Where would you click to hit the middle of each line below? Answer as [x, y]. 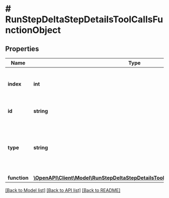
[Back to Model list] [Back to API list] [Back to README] [63, 190]
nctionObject [33, 30]
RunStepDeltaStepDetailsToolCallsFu [84, 19]
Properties [22, 49]
